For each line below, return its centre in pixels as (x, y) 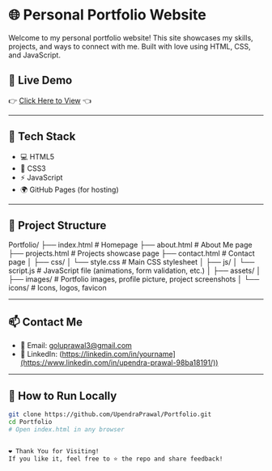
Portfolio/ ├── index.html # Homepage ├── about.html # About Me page (130, 245)
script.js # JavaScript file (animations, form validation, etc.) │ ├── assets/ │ (135, 271)
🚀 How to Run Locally (63, 395)
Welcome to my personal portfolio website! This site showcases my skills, (131, 37)
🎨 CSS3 (33, 168)
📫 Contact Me (46, 322)
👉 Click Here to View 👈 (50, 100)
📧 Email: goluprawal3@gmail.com (76, 346)
